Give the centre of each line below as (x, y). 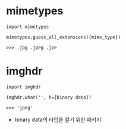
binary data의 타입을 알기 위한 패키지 (58, 119)
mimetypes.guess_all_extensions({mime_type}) (63, 37)
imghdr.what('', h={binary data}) (49, 97)
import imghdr (24, 87)
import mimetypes (28, 27)
